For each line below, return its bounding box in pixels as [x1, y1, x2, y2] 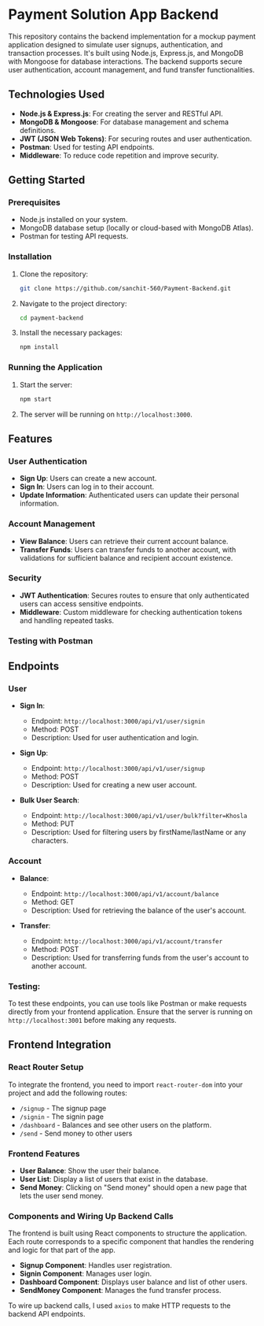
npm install [19, 343, 59, 351]
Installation [8, 251, 53, 262]
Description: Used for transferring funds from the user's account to [31, 953, 249, 962]
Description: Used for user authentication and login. [31, 733, 199, 743]
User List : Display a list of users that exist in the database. [19, 1175, 208, 1183]
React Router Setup [8, 1061, 84, 1072]
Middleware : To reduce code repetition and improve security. [19, 150, 219, 160]
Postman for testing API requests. [19, 231, 129, 241]
